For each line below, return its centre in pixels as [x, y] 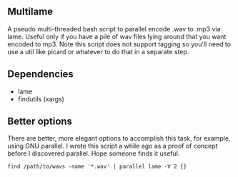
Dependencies [40, 74]
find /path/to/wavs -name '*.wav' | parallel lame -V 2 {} [97, 167]
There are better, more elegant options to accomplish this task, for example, [119, 138]
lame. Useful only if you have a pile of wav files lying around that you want [117, 36]
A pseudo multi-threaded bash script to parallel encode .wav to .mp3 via [114, 29]
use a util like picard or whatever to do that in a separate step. [98, 51]
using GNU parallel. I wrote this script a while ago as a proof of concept [113, 146]
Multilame [30, 12]
